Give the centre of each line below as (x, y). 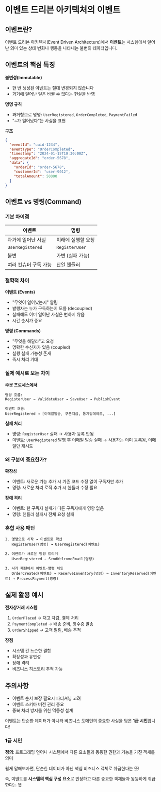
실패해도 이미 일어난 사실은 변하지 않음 (48, 314)
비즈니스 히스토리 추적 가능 (37, 669)
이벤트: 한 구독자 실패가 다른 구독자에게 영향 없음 (58, 508)
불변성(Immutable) (24, 77)
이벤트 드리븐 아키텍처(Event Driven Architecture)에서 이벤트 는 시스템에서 (76, 42)
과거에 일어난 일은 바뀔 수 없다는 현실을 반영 (54, 94)
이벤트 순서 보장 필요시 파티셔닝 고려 (46, 698)
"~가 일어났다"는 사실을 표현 (39, 121)
